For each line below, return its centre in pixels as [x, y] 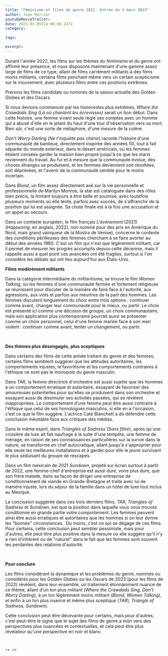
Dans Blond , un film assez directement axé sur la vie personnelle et [75, 185]
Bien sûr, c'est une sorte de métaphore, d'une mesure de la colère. [74, 128]
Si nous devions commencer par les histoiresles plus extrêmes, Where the [82, 107]
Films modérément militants [35, 269]
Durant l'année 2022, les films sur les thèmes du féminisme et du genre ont [83, 61]
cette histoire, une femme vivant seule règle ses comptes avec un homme [81, 118]
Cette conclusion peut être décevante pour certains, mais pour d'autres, [80, 615]
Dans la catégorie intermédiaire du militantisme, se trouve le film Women [80, 278]
